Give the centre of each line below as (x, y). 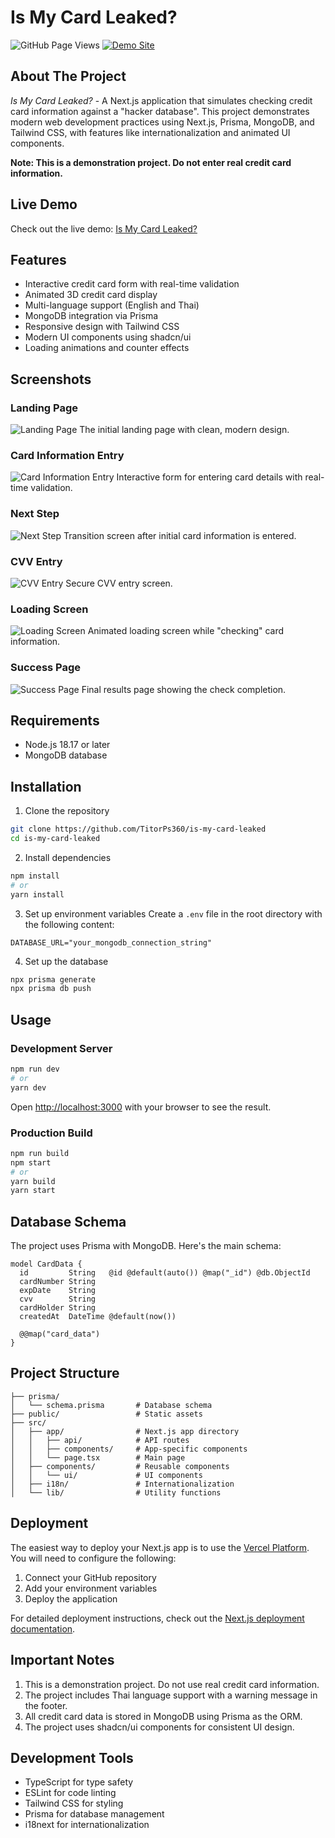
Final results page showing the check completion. (184, 689)
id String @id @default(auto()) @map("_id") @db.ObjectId (165, 1273)
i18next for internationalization (87, 1825)
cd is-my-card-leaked (55, 839)
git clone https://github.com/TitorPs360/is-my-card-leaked (138, 829)
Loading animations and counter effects (107, 348)
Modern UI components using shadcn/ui (108, 337)
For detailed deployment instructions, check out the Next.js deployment (157, 1618)
